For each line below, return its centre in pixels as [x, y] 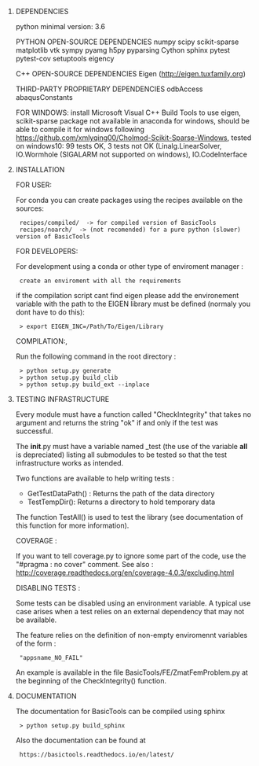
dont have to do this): [50, 312]
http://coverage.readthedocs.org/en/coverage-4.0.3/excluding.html [125, 573]
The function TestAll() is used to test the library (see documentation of [129, 517]
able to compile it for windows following [80, 129]
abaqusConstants [44, 97]
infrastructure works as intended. [69, 463]
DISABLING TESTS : [48, 588]
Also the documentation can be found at [81, 740]
